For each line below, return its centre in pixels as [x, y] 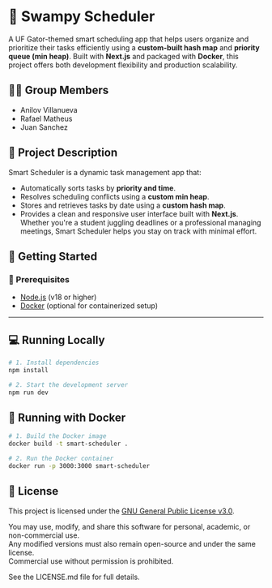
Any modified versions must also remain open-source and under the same [132, 543]
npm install [28, 370]
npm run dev [28, 393]
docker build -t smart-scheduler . [68, 444]
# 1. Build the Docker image [57, 436]
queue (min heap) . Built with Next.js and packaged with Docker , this [123, 56]
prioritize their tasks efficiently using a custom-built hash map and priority [134, 47]
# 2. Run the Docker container [61, 459]
